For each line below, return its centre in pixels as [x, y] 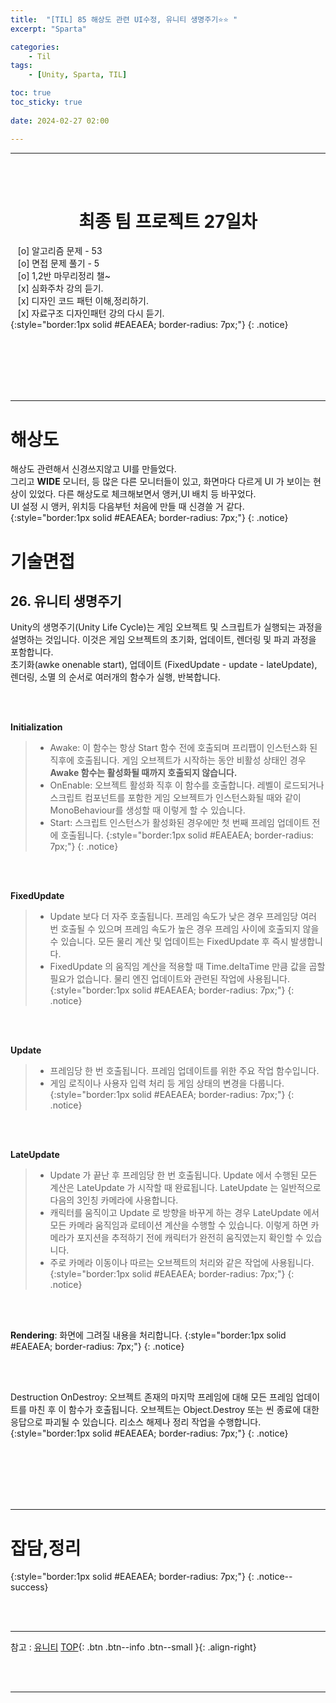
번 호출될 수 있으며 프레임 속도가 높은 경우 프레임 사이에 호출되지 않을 [184, 929]
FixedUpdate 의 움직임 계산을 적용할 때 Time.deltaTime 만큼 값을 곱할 [187, 967]
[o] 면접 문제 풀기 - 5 [58, 263]
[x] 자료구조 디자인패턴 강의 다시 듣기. [91, 313]
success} [29, 1587]
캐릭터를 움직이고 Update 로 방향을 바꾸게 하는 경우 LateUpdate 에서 [184, 1213]
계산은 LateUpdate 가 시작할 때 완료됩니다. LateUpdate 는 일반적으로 [185, 1188]
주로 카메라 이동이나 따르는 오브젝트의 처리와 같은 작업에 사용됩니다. [182, 1263]
